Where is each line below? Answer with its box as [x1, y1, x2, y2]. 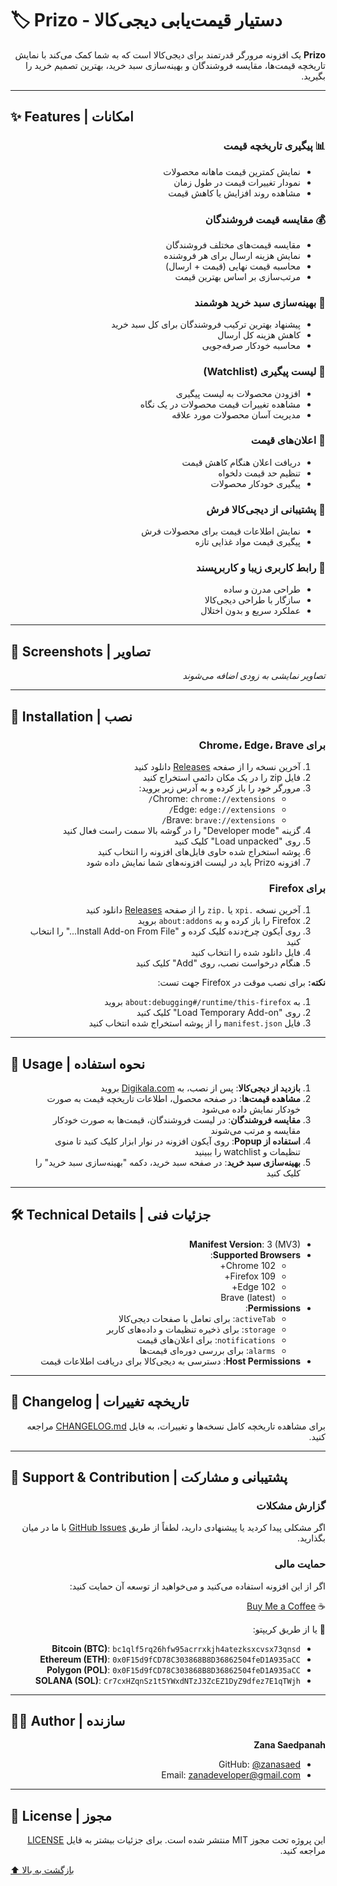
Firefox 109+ [224, 1270, 276, 1282]
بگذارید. [297, 1532, 326, 1544]
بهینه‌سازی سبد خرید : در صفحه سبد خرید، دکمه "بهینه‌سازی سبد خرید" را [34, 1157, 301, 1169]
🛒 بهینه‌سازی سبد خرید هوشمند [194, 295, 326, 309]
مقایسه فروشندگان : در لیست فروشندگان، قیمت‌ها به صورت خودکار [53, 1114, 301, 1126]
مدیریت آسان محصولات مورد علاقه [171, 408, 301, 421]
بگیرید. [301, 70, 326, 82]
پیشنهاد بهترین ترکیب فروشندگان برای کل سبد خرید [111, 318, 301, 331]
